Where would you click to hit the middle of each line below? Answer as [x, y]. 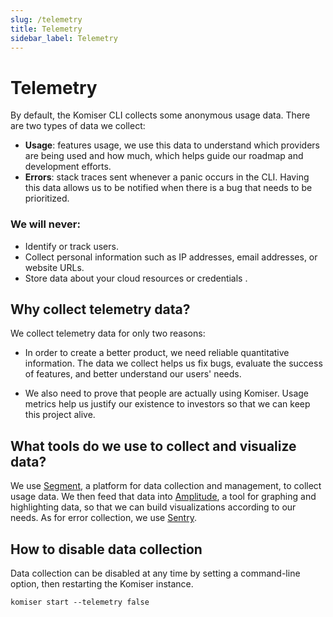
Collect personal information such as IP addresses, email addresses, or [171, 257]
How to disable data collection [106, 549]
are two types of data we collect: [78, 126]
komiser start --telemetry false [80, 602]
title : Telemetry [46, 29]
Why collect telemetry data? [100, 309]
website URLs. [54, 267]
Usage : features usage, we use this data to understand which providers [172, 145]
